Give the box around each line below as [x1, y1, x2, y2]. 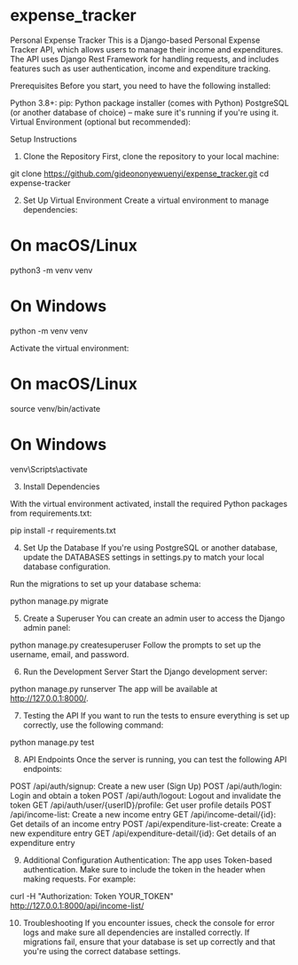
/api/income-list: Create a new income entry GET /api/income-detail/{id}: [10, 808, 277, 819]
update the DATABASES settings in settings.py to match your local [22, 551, 264, 562]
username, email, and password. [10, 648, 129, 659]
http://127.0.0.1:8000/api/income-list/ [10, 900, 145, 911]
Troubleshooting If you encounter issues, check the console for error [22, 917, 276, 928]
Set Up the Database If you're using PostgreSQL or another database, [22, 542, 278, 552]
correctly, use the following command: [22, 720, 164, 730]
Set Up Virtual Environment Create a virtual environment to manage [22, 195, 270, 205]
